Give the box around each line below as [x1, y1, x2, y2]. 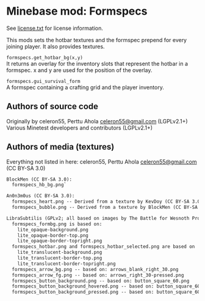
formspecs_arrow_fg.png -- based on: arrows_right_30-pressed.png [12, 272, 184, 278]
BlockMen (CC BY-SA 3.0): [6, 176, 72, 183]
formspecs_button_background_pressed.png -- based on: [12, 289, 154, 296]
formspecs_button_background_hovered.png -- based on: [12, 283, 154, 289]
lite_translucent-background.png [17, 249, 103, 256]
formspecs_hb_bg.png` [12, 182, 67, 188]
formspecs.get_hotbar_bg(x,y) [6, 54, 84, 60]
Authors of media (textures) [6, 142, 115, 152]
